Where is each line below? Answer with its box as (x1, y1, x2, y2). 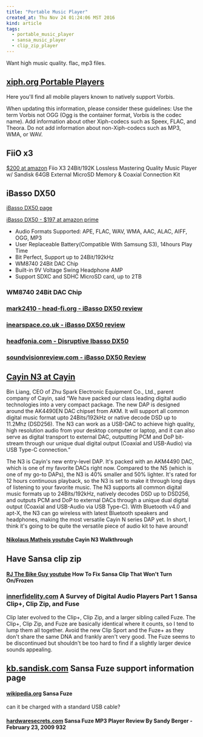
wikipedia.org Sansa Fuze (6, 690, 73, 697)
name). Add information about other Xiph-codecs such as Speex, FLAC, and (6, 118, 196, 125)
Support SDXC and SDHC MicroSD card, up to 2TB (15, 273, 142, 280)
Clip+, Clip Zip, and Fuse (6, 600, 80, 608)
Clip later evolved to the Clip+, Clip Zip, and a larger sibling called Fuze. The (6, 613, 196, 621)
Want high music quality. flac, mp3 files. (6, 59, 106, 67)
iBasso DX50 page (6, 204, 53, 212)
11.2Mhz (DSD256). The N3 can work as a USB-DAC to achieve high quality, (6, 420, 195, 428)
